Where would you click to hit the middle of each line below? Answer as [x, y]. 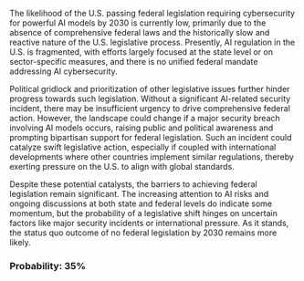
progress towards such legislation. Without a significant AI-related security [150, 99]
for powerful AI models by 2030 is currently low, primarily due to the [138, 23]
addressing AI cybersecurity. [63, 71]
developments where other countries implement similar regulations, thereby [152, 157]
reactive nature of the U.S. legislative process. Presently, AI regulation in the [152, 42]
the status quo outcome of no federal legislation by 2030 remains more [143, 233]
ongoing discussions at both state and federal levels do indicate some [141, 203]
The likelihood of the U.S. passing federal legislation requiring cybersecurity [152, 13]
